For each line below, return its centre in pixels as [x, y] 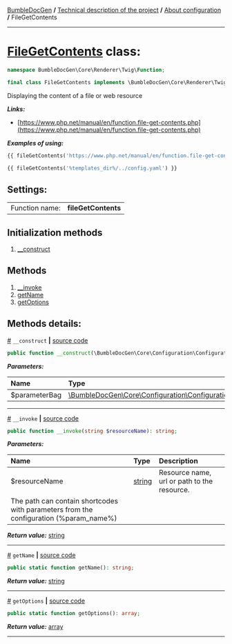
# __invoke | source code [43, 418]
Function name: [36, 208]
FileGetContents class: [74, 52]
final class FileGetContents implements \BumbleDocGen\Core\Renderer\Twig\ [118, 82]
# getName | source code [41, 555]
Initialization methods [55, 233]
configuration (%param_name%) [64, 519]
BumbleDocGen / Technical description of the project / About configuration [114, 10]
